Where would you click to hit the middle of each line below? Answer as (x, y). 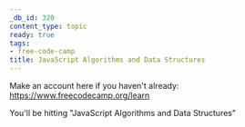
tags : (20, 43)
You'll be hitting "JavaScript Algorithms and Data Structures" (123, 113)
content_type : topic (49, 26)
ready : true (32, 34)
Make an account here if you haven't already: (94, 86)
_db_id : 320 (32, 18)
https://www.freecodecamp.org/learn (80, 95)
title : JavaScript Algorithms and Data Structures (107, 60)
